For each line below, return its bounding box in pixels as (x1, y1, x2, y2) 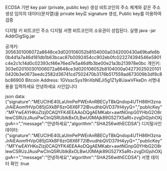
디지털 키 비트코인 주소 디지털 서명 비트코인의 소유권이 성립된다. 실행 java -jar (5, 27, 156, 33)
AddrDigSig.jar (5, 33, 35, 39)
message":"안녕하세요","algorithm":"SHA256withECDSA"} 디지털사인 (23, 120, 162, 126)
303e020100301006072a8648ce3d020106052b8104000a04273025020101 (5, 66, 161, 71)
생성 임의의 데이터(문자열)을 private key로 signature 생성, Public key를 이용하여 (5, 10, 162, 16)
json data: (5, 93, 26, 99)
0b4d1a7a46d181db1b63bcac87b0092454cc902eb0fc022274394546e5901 (5, 54, 162, 60)
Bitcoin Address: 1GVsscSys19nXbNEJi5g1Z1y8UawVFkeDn (25, 77, 147, 83)
